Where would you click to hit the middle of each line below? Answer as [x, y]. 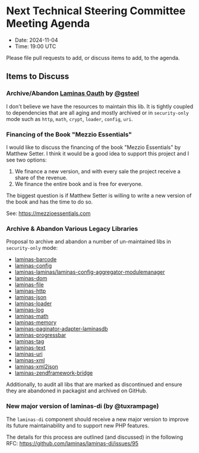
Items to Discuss [38, 76]
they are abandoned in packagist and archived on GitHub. [77, 391]
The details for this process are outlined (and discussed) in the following [94, 437]
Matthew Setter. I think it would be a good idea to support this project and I [97, 153]
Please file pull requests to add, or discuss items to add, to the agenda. [93, 58]
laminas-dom [31, 278]
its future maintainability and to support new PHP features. [78, 425]
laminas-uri [29, 354]
